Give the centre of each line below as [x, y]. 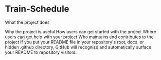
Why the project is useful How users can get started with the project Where [81, 31]
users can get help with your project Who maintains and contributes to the [80, 37]
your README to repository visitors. [41, 52]
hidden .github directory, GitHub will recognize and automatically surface [78, 47]
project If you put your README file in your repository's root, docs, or [75, 42]
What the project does [27, 22]
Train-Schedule [37, 9]
